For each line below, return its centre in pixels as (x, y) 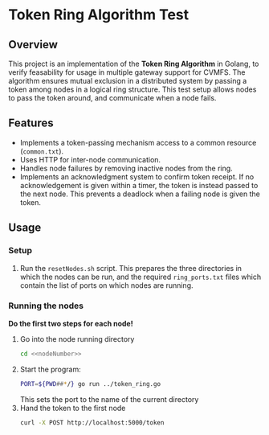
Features (31, 123)
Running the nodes (46, 306)
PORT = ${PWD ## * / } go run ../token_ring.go (90, 384)
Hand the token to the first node (73, 408)
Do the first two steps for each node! (71, 323)
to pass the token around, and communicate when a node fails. (112, 98)
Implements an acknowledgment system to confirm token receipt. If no (137, 176)
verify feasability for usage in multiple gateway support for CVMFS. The (127, 72)
